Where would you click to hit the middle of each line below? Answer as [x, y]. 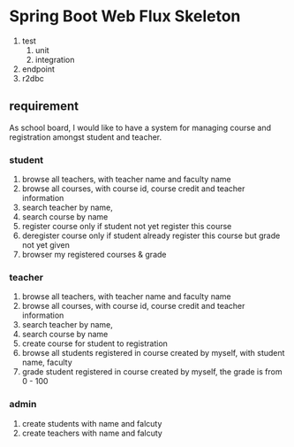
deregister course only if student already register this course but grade [151, 235]
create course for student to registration [94, 343]
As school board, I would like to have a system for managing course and [140, 127]
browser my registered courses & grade [94, 255]
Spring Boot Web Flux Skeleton [125, 16]
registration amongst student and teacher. [86, 137]
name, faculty [47, 362]
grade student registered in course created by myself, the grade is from [152, 372]
